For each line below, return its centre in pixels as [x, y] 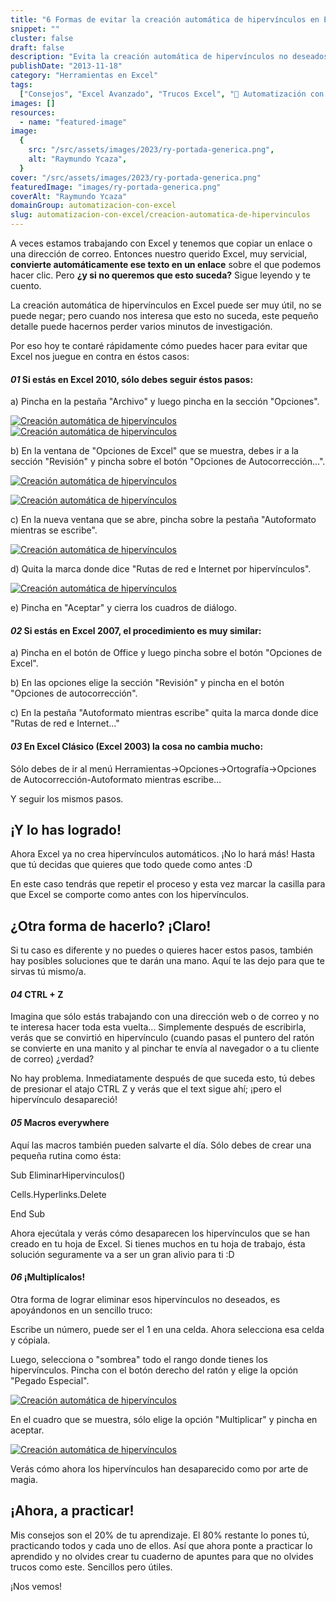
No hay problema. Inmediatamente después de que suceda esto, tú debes [163, 1078]
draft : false [37, 47]
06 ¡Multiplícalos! [48, 1277]
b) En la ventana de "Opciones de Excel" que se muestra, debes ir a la [154, 451]
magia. [24, 1479]
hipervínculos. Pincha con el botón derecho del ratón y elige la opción [154, 1370]
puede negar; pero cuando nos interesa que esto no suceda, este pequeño [164, 315]
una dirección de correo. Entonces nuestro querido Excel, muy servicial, [159, 254]
